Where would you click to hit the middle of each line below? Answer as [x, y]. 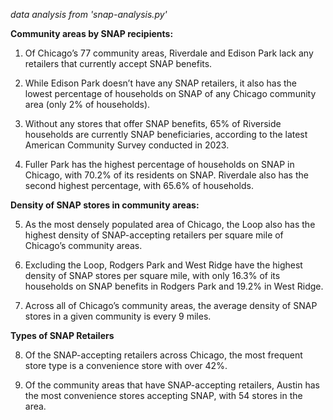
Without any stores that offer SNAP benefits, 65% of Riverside [153, 123]
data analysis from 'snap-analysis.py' [89, 14]
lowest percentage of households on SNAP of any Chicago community [170, 93]
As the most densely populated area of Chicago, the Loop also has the [170, 224]
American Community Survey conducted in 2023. [127, 145]
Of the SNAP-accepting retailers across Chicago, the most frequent [163, 355]
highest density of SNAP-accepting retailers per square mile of [154, 235]
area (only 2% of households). [87, 104]
